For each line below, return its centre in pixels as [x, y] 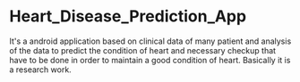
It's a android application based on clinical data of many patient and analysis [150, 41]
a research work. [40, 70]
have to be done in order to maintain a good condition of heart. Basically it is [150, 60]
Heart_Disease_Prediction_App [128, 16]
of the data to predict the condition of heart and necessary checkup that [142, 50]
